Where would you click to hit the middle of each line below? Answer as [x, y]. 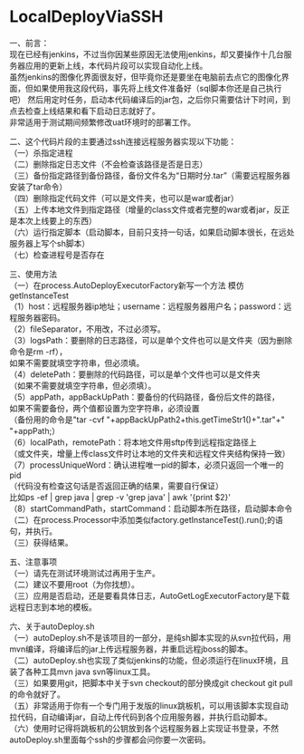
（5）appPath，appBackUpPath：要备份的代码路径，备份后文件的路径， [145, 397]
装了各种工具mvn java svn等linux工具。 [82, 672]
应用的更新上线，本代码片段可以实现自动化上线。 [116, 65]
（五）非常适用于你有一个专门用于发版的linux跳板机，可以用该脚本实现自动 [149, 705]
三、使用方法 [33, 274]
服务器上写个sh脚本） [50, 243]
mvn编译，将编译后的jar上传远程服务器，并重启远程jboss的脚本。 [131, 649]
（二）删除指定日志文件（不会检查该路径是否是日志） [109, 164]
